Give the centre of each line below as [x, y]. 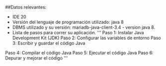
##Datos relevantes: [26, 7]
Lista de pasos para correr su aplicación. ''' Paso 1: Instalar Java [78, 33]
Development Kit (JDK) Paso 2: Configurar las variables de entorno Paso [86, 38]
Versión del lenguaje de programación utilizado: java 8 [68, 22]
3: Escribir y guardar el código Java [49, 43]
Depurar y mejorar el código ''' [37, 58]
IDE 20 [19, 17]
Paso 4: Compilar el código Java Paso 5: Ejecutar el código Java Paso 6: [79, 53]
